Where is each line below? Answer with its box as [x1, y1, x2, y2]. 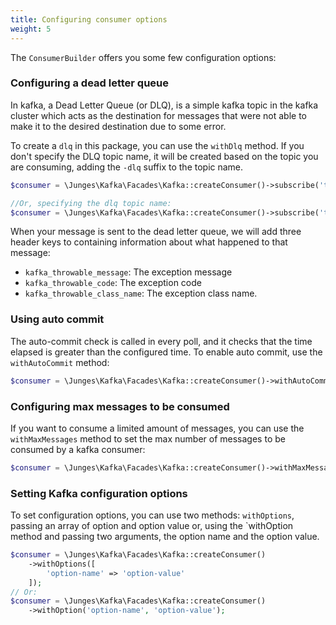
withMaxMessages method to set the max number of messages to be [10, 432, 286, 445]
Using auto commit [10, 312, 105, 326]
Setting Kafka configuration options [10, 486, 188, 500]
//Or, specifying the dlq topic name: [10, 198, 172, 208]
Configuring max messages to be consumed [10, 399, 230, 413]
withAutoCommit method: [10, 356, 110, 368]
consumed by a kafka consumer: [10, 443, 146, 455]
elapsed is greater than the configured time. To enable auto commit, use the [10, 346, 323, 358]
